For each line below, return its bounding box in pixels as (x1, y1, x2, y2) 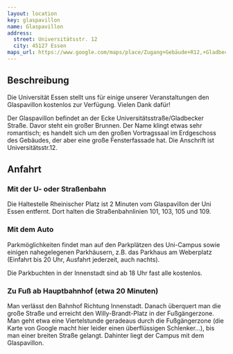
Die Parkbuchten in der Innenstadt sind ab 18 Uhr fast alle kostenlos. (7, 269, 202, 277)
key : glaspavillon (7, 17, 60, 24)
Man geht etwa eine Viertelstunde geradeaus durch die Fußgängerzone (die (7, 317, 224, 325)
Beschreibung (7, 74, 69, 87)
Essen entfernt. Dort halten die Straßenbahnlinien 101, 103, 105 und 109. (7, 208, 212, 216)
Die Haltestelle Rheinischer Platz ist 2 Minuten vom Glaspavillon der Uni (7, 200, 212, 208)
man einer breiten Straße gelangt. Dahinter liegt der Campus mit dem (7, 331, 205, 339)
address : (7, 29, 33, 37)
